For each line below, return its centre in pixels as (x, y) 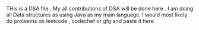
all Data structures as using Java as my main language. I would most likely (97, 15)
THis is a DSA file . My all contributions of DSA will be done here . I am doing (100, 9)
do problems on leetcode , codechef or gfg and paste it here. (81, 21)
